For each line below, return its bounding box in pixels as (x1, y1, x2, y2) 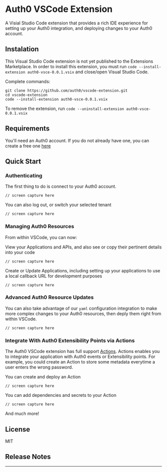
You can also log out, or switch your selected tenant (5, 202, 112, 208)
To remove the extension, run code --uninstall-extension (5, 106, 124, 112)
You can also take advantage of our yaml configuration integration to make (5, 305, 158, 311)
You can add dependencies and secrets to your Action (5, 392, 117, 398)
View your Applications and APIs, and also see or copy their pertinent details (5, 244, 162, 250)
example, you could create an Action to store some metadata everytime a (5, 359, 156, 365)
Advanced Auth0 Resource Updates (5, 294, 94, 301)
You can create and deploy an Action (5, 374, 81, 380)
